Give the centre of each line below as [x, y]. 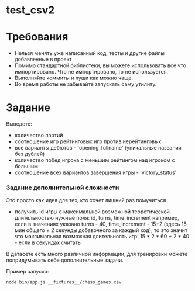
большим [26, 167]
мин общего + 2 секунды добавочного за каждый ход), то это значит [101, 230]
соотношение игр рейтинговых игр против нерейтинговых [88, 141]
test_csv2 [30, 10]
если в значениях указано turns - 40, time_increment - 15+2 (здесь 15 [100, 224]
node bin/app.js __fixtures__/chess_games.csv [64, 282]
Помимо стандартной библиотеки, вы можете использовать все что [100, 65]
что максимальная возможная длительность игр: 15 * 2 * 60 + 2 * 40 [102, 237]
